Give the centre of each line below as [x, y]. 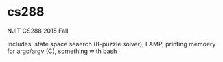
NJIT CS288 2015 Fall [38, 31]
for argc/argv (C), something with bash [62, 51]
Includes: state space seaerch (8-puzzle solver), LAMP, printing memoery [111, 44]
